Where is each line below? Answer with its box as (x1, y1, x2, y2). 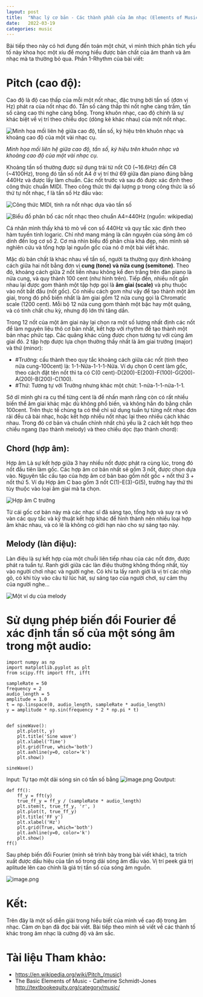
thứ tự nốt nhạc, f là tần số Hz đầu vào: (6, 189, 103, 197)
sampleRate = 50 (6, 680, 47, 687)
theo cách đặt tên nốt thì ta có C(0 (14, 369, 101, 376)
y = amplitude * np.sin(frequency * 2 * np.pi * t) (6, 707, 139, 713)
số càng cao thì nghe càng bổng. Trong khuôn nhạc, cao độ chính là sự (6, 110, 184, 117)
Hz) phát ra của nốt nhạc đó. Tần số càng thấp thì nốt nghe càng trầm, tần (6, 103, 191, 110)
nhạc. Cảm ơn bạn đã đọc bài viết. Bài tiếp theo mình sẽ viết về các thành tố (6, 923, 196, 930)
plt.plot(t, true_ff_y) (17, 808, 77, 814)
